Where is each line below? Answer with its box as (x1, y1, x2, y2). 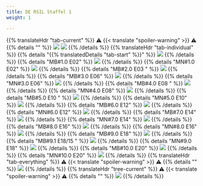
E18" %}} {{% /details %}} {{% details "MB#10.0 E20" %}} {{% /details (6, 144, 198, 151)
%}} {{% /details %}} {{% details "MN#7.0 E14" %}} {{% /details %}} (6, 116, 193, 123)
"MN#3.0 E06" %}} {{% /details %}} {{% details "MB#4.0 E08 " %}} (6, 79, 184, 87)
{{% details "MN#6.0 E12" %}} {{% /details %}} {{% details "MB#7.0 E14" (6, 108, 196, 116)
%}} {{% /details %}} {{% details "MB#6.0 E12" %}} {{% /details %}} (6, 101, 193, 108)
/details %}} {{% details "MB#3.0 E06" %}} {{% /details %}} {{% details (6, 72, 193, 79)
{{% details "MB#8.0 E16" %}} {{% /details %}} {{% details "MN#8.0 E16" (6, 122, 198, 130)
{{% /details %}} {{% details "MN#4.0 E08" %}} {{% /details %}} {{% (6, 87, 187, 94)
